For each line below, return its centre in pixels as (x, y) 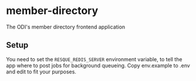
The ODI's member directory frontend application (66, 27)
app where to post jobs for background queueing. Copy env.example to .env (98, 65)
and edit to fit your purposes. (41, 72)
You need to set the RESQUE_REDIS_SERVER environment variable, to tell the (94, 59)
